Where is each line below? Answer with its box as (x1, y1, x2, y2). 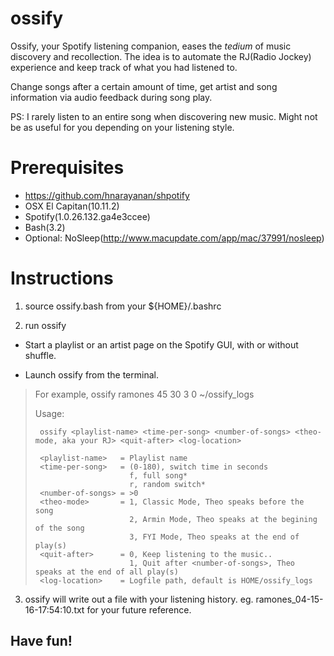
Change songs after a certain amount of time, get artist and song (10, 80, 278, 92)
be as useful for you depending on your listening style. (10, 121, 235, 133)
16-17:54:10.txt (24, 603, 85, 616)
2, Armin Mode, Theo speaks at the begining (129, 514, 318, 524)
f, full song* (129, 470, 188, 481)
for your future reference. (86, 603, 192, 616)
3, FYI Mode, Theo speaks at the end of (129, 532, 300, 542)
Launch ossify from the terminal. (24, 368, 159, 381)
